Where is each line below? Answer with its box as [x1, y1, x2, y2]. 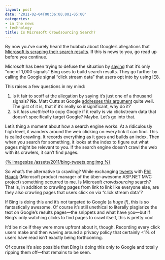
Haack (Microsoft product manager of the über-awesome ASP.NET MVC [5, 174, 152, 179]
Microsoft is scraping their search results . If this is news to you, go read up [5, 49, 157, 55]
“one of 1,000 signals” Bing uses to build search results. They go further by [5, 69, 158, 74]
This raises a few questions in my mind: [5, 84, 85, 89]
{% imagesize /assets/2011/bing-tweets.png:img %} [5, 159, 111, 165]
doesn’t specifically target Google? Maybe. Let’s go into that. [12, 114, 135, 119]
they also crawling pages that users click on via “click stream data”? [5, 190, 143, 195]
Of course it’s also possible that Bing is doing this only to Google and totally [5, 244, 159, 250]
